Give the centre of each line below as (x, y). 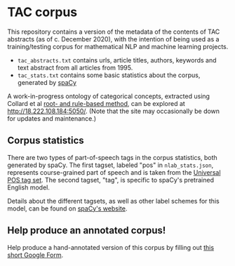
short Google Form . (35, 255)
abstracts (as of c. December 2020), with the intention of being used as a (113, 39)
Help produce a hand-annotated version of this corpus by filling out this (111, 247)
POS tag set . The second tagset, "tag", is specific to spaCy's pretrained (110, 180)
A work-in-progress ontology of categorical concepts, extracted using (109, 96)
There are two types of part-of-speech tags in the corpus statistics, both (112, 157)
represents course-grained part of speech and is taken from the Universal (114, 172)
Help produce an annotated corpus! (87, 231)
